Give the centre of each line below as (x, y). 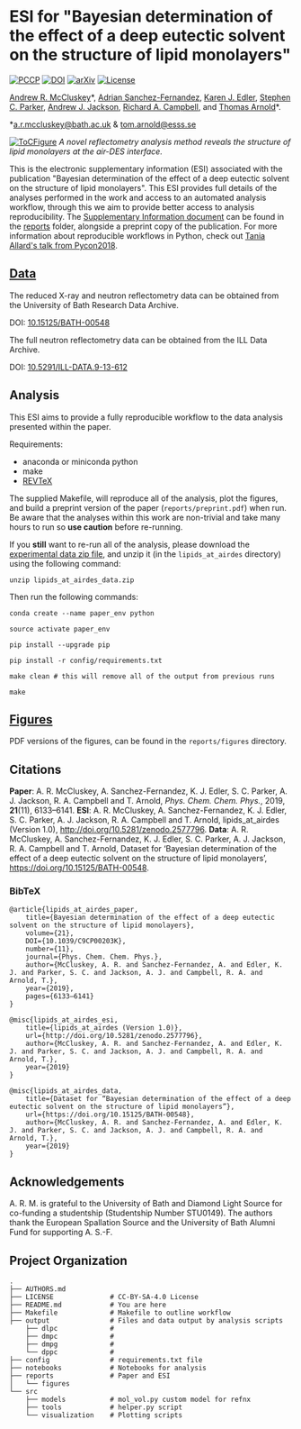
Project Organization (68, 1260)
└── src (24, 1392)
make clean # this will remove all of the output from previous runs (142, 676)
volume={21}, (50, 933)
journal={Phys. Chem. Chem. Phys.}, (94, 957)
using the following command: (65, 563)
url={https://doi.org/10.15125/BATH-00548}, (110, 1115)
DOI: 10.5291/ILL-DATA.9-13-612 (69, 367)
